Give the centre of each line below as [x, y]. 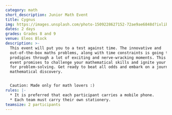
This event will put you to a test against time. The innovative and [85, 48]
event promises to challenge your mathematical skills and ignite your [88, 62]
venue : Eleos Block [26, 39]
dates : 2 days [20, 29]
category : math [21, 10]
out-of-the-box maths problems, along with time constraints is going [87, 53]
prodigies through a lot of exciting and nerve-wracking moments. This [88, 57]
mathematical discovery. [36, 72]
